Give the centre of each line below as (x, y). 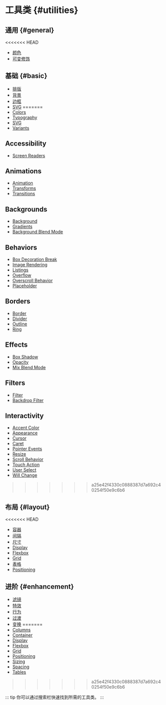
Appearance (25, 433)
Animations (23, 171)
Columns (22, 629)
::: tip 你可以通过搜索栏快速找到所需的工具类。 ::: (55, 697)
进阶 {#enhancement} (40, 587)
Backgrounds (26, 209)
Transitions (24, 194)
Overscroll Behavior (32, 281)
